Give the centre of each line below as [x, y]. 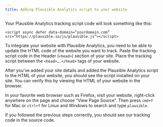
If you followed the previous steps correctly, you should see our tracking [78, 115]
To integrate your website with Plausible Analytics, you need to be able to [79, 45]
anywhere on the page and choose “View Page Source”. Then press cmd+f [79, 100]
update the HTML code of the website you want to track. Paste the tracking [81, 50]
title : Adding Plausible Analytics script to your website [66, 9]
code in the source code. [30, 120]
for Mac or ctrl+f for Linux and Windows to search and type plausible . [77, 105]
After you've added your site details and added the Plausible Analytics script [81, 70]
